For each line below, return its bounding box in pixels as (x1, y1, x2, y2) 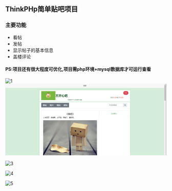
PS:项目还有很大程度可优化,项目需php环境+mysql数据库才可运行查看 (5, 66, 151, 72)
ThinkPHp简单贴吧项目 (5, 5, 78, 14)
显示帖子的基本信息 (12, 47, 54, 53)
